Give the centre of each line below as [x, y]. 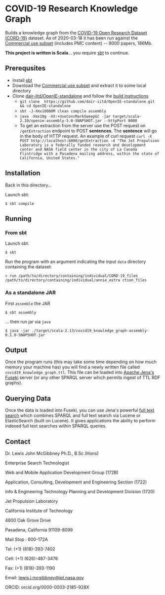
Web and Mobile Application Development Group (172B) [62, 472]
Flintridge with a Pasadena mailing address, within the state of [89, 153]
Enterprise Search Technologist [37, 463]
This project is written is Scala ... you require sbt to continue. [67, 53]
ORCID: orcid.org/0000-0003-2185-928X [47, 587]
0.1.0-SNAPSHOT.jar [25, 335]
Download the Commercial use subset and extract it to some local [79, 85]
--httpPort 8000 [120, 121]
